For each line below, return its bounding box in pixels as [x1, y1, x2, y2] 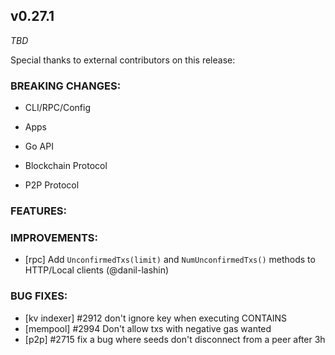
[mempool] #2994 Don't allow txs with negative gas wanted [24, 322, 272, 334]
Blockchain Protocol [24, 160, 108, 172]
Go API [24, 140, 54, 153]
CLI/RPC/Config [24, 102, 92, 114]
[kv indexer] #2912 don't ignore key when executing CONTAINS [24, 312, 288, 324]
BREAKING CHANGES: [10, 79, 122, 93]
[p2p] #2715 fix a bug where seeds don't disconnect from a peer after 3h [24, 333, 326, 345]
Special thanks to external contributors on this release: [10, 54, 236, 66]
